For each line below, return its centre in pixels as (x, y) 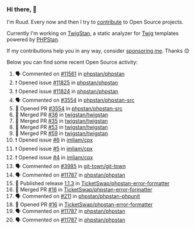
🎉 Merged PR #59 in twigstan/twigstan (62, 133)
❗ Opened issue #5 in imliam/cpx (54, 149)
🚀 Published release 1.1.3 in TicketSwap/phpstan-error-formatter (92, 183)
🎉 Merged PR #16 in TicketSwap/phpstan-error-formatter (83, 190)
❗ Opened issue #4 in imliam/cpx (54, 158)
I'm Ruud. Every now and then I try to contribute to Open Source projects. (95, 22)
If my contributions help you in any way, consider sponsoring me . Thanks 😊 (98, 51)
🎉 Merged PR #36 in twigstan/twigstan (62, 115)
